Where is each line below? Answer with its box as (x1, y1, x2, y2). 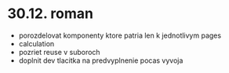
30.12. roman (7, 5, 93, 23)
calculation (18, 38, 55, 48)
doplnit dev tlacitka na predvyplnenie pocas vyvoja (18, 56, 184, 65)
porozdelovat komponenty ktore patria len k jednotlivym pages (18, 31, 221, 40)
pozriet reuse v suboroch (18, 47, 100, 57)
